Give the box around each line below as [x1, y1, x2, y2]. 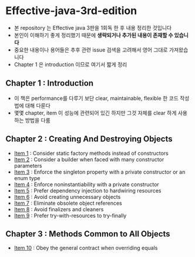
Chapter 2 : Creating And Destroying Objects [5, 134, 173, 144]
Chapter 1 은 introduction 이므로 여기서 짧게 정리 [14, 60, 127, 68]
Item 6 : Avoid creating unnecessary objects [14, 193, 121, 200]
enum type [14, 174, 41, 181]
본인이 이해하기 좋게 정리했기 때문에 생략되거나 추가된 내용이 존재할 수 [14, 31, 174, 39]
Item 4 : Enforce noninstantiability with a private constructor [14, 181, 159, 188]
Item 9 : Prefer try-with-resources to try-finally [14, 212, 127, 219]
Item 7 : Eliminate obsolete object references [14, 199, 122, 207]
